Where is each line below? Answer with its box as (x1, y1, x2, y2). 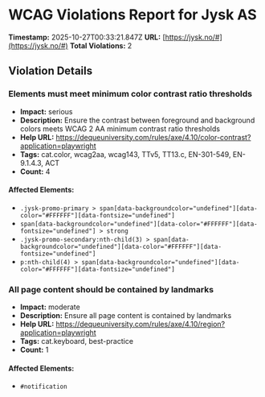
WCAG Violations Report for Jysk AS (8, 6, 257, 24)
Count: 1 (19, 345, 49, 355)
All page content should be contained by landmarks (8, 283, 214, 295)
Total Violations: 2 (69, 40, 132, 50)
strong (106, 227, 128, 235)
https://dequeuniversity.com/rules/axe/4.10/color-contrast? (55, 132, 251, 142)
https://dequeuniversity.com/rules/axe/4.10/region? (55, 320, 226, 329)
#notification (19, 383, 67, 391)
